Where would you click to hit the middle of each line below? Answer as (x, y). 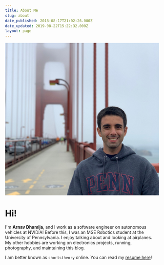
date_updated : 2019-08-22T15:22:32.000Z (47, 26)
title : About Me (21, 10)
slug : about (17, 15)
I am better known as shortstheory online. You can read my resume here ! (79, 257)
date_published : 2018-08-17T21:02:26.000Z (49, 21)
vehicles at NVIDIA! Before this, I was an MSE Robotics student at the (74, 232)
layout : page (18, 31)
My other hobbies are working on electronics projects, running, (68, 242)
